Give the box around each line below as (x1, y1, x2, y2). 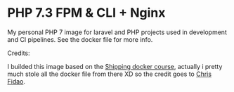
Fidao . (7, 77, 26, 85)
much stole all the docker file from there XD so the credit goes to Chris (7, 70, 212, 78)
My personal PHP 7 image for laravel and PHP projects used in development (7, 28, 227, 36)
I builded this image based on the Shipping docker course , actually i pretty (7, 62, 223, 70)
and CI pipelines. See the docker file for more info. (7, 35, 153, 43)
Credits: (7, 49, 30, 57)
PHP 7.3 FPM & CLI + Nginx (7, 5, 166, 21)
